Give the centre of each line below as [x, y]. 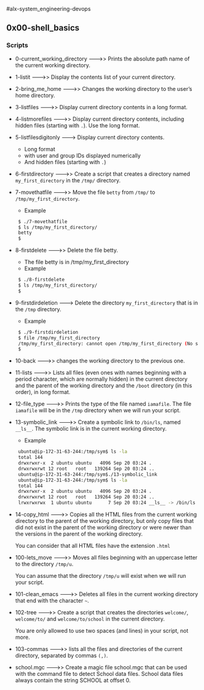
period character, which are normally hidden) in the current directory [101, 379]
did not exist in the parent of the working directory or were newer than [103, 528]
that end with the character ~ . [52, 601]
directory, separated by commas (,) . [62, 656]
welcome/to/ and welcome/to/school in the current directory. [90, 619]
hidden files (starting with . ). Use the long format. [77, 125]
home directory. [35, 95]
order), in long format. [43, 392]
